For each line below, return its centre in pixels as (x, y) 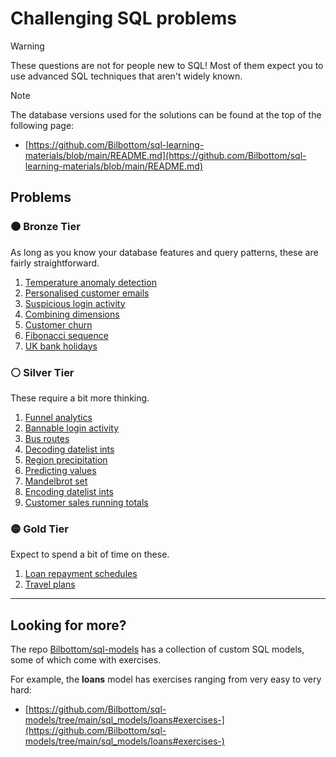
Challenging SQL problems (123, 18)
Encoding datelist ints (69, 491)
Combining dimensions (72, 314)
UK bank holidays (61, 346)
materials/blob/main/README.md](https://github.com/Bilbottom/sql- (165, 155)
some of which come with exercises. (86, 660)
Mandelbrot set (56, 481)
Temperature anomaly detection (90, 282)
